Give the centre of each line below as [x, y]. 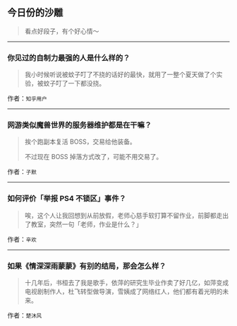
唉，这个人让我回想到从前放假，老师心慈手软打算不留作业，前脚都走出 [127, 215]
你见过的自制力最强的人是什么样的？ [69, 57]
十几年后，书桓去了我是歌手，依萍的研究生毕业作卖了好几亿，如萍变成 [127, 283]
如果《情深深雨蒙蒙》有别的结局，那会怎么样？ [87, 266]
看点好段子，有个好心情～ [62, 31]
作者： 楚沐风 [25, 315]
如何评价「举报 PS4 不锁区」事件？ [67, 199]
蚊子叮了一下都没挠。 [74, 83]
